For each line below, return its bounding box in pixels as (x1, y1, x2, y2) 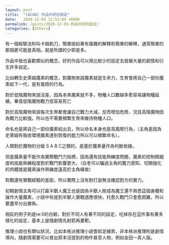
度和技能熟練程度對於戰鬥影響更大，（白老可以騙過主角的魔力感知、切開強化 (5, 160, 162, 166)
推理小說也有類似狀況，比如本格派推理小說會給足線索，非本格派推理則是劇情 (5, 228, 164, 234)
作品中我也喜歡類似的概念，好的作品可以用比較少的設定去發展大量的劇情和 (5, 58, 159, 64)
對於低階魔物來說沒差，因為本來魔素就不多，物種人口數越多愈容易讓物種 (5, 92, 155, 98)
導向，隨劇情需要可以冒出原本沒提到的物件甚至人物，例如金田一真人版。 (5, 234, 155, 240)
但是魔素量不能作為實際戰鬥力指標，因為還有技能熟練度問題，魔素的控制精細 (5, 154, 164, 160)
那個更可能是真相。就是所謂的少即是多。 (5, 47, 89, 53)
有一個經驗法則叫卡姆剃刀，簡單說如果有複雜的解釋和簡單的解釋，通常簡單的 (5, 41, 164, 47)
